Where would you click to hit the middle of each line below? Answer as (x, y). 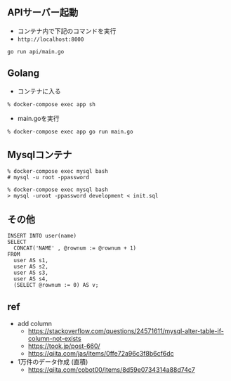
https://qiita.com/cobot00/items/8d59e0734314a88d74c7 (111, 370)
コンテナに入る (39, 91)
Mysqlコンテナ (40, 155)
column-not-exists (55, 339)
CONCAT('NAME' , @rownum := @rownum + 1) (75, 248)
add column (35, 324)
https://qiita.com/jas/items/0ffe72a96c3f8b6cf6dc (101, 354)
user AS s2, (31, 267)
